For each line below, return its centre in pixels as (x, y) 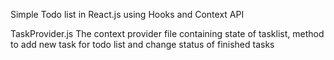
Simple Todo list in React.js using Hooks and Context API (127, 14)
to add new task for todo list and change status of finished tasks (142, 44)
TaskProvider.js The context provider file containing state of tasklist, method (167, 33)
